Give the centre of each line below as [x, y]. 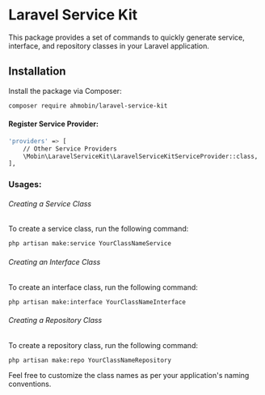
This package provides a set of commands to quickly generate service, [126, 37]
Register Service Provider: [54, 124]
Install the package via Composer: [65, 91]
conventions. [30, 384]
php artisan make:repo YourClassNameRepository [90, 360]
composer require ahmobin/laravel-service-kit [88, 106]
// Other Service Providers [70, 149]
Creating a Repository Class [55, 320]
